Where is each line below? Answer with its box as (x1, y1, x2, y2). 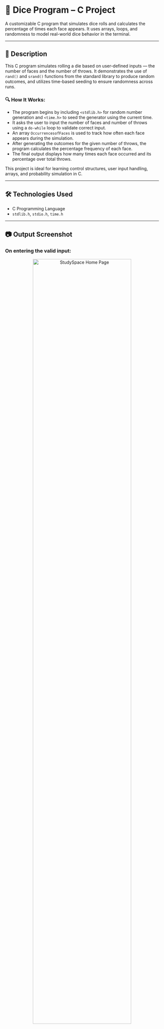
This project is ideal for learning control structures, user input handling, (5, 166, 148, 172)
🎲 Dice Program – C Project (5, 4, 116, 16)
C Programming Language (12, 205, 65, 211)
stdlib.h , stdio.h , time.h (12, 211, 63, 217)
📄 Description (5, 50, 47, 58)
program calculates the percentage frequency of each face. (12, 146, 133, 151)
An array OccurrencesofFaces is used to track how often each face (12, 130, 145, 136)
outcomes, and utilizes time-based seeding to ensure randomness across (5, 78, 153, 84)
